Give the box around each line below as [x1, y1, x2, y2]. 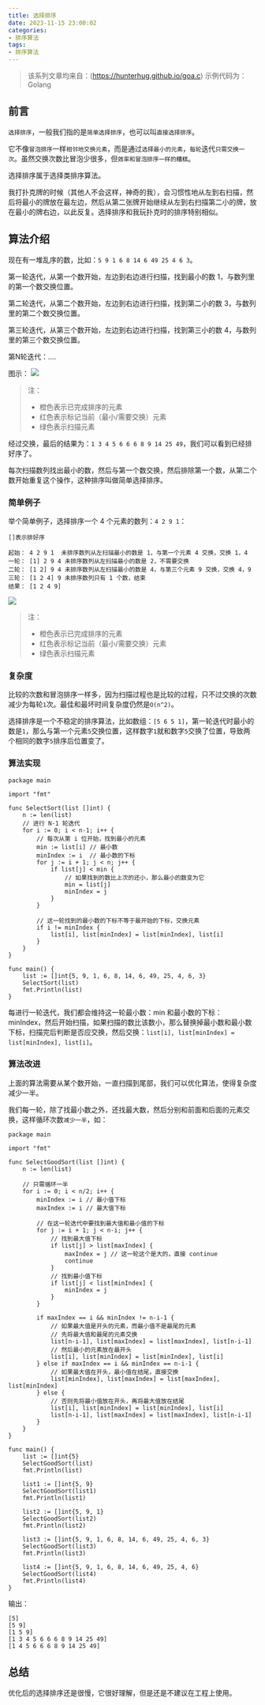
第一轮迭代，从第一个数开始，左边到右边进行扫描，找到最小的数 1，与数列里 [8, 272, 255, 281]
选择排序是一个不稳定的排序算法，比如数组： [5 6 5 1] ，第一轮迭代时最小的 [8, 717, 255, 726]
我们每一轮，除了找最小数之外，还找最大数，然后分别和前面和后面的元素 [8, 1105, 243, 1114]
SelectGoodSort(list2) [22, 1515, 97, 1522]
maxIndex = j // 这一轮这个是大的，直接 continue [64, 1250, 218, 1258]
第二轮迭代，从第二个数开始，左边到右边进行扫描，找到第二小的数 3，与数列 [8, 298, 256, 308]
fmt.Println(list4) [22, 1577, 87, 1585]
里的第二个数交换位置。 [8, 308, 84, 318]
